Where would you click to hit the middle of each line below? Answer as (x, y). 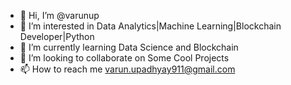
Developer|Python (57, 36)
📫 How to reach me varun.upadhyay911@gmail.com (127, 69)
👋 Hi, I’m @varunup (59, 15)
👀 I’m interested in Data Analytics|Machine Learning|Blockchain (150, 26)
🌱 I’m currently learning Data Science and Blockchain (129, 47)
